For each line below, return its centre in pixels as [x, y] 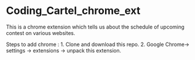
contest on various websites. [41, 33]
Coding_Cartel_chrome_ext [73, 11]
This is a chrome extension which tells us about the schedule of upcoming [95, 27]
